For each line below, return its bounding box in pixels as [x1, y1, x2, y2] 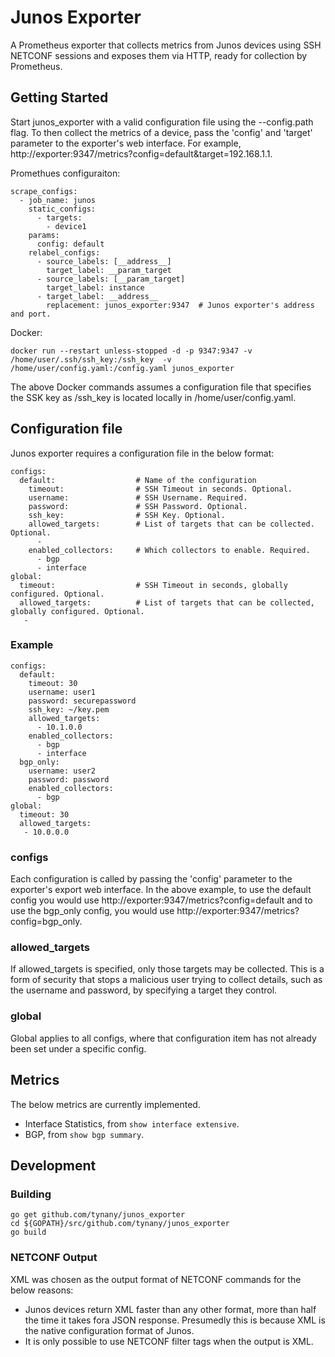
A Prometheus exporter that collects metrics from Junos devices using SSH [10, 39, 322, 51]
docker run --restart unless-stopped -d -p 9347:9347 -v [10, 346, 253, 356]
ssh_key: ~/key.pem [28, 704, 110, 715]
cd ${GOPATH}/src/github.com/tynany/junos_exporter [10, 1219, 230, 1229]
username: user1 [28, 687, 97, 697]
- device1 [46, 221, 87, 231]
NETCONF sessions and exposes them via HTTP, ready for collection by [10, 49, 308, 61]
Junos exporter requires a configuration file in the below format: [10, 447, 275, 459]
